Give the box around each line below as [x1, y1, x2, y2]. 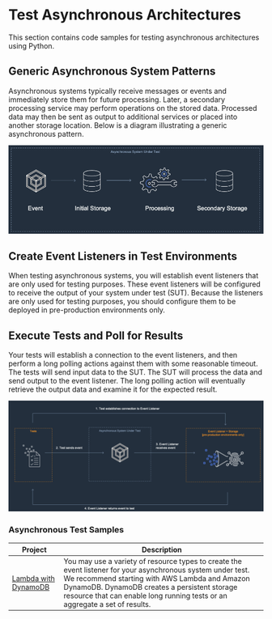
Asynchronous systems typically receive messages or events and [8, 86, 227, 95]
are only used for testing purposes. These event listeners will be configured [8, 279, 261, 289]
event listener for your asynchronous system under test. [63, 565, 250, 574]
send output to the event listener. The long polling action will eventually [8, 376, 245, 386]
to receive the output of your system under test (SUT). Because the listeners [8, 288, 263, 298]
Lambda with [11, 573, 55, 583]
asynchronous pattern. [8, 129, 84, 138]
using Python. [8, 40, 55, 50]
